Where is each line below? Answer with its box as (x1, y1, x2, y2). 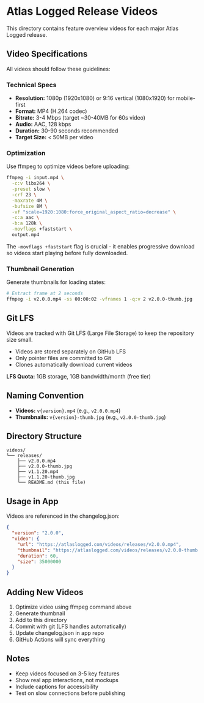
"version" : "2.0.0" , (12, 530, 64, 536)
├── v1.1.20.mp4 (17, 469, 59, 475)
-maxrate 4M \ (12, 198, 48, 204)
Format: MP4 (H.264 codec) (15, 107, 87, 115)
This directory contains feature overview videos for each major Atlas (6, 25, 179, 32)
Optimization (6, 148, 46, 157)
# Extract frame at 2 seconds (6, 290, 84, 297)
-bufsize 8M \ (12, 203, 48, 209)
